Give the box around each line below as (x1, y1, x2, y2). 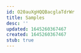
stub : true (6, 37, 34, 43)
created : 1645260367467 (6, 32, 67, 38)
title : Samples (6, 15, 45, 21)
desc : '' (6, 20, 29, 26)
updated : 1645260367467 (6, 26, 67, 32)
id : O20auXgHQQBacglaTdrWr (6, 9, 75, 15)
